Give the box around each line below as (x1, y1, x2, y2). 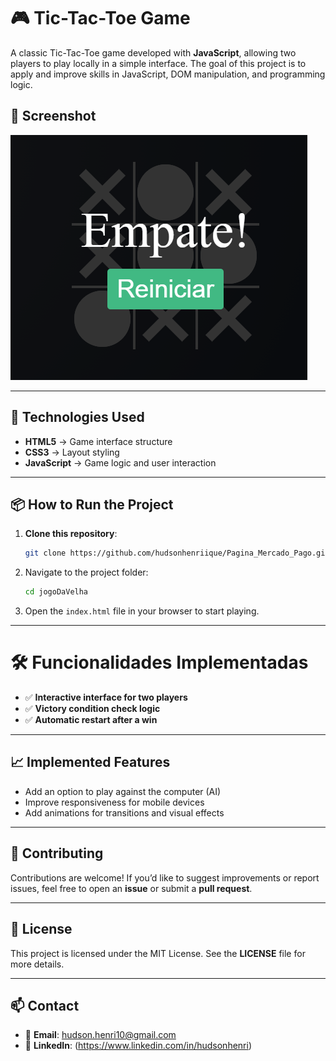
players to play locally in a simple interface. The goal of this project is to (10, 57, 307, 69)
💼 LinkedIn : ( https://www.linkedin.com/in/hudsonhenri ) (24, 1040, 253, 1052)
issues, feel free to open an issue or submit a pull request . (10, 882, 253, 894)
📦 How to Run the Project (10, 496, 174, 513)
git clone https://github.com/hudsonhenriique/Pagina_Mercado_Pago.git (24, 548, 330, 559)
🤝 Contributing (10, 845, 104, 862)
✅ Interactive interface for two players (24, 691, 188, 704)
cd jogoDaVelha (24, 587, 89, 597)
